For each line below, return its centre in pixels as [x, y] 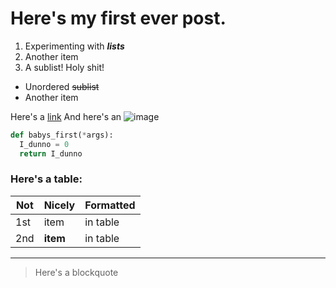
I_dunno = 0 [44, 144]
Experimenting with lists [74, 46]
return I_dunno [51, 153]
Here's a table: [46, 179]
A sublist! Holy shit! [64, 67]
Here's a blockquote [76, 272]
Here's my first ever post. [118, 18]
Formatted [110, 205]
